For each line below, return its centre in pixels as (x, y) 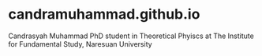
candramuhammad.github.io (104, 14)
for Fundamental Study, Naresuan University (80, 44)
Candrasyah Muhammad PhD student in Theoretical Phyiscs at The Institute (131, 36)
